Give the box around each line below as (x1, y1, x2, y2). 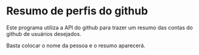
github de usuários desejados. (6, 30, 81, 37)
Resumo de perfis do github (6, 4, 148, 18)
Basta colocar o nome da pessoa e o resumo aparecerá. (6, 42, 146, 49)
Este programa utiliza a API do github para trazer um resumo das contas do (6, 24, 193, 31)
